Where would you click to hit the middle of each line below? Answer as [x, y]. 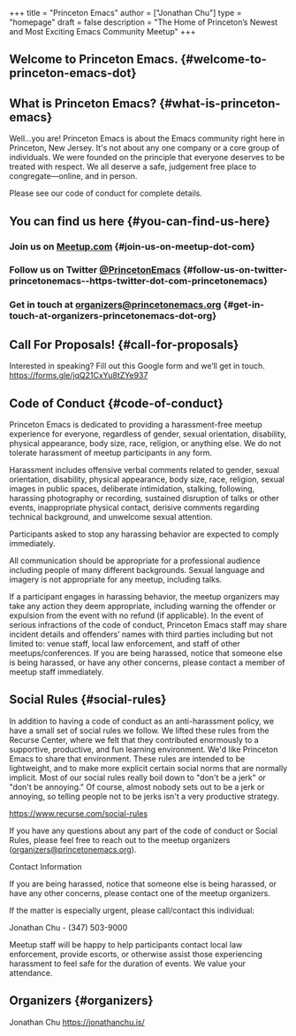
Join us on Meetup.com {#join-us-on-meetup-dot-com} [132, 246]
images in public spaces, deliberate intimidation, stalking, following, [132, 488]
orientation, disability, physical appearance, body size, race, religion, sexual [147, 479]
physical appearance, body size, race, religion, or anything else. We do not [145, 443]
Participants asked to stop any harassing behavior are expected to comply [144, 534]
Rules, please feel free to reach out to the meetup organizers [120, 839]
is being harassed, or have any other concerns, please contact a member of [147, 662]
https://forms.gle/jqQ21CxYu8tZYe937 [79, 375]
